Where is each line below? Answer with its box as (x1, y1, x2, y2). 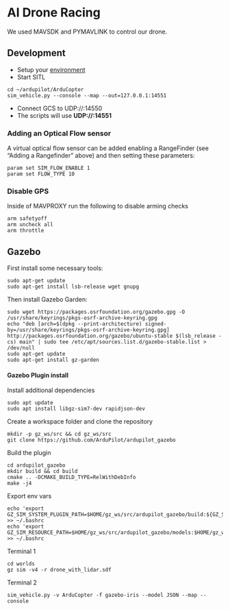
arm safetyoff (7, 215, 48, 222)
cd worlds (7, 561, 36, 568)
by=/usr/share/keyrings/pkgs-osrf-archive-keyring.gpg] (7, 327, 170, 334)
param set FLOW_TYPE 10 (7, 171, 75, 178)
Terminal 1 (7, 547, 36, 556)
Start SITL (16, 73, 46, 81)
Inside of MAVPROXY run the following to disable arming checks (7, 202, 188, 210)
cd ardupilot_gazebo (7, 462, 66, 469)
